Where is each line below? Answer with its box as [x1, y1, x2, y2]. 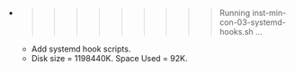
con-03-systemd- [219, 17, 286, 28]
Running [219, 8, 251, 18]
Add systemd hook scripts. [31, 44, 131, 54]
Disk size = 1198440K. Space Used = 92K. [31, 53, 188, 63]
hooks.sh [219, 27, 254, 36]
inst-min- [251, 8, 287, 18]
